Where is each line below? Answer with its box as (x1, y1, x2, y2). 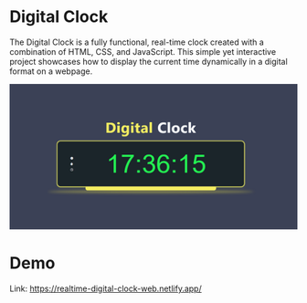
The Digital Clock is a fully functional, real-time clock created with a (9, 37, 265, 47)
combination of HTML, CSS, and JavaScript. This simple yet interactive (9, 46, 277, 57)
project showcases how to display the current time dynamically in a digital (9, 56, 288, 67)
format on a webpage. (9, 66, 93, 77)
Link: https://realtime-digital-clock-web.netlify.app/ (9, 283, 203, 294)
